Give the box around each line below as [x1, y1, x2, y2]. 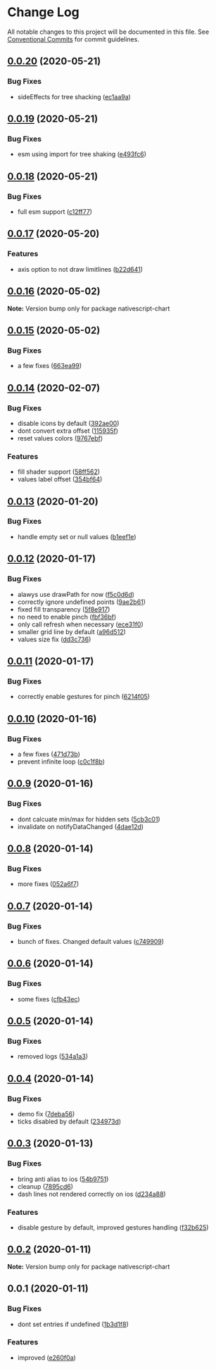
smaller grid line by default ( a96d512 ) [17, 627, 127, 636]
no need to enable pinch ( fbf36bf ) [17, 612, 117, 621]
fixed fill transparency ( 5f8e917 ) [17, 605, 110, 613]
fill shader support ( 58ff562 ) [17, 467, 101, 476]
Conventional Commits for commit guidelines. [7, 34, 139, 43]
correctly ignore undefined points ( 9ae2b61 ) [17, 598, 146, 606]
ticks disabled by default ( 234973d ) [17, 1117, 122, 1126]
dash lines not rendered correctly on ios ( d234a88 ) [17, 1190, 167, 1198]
